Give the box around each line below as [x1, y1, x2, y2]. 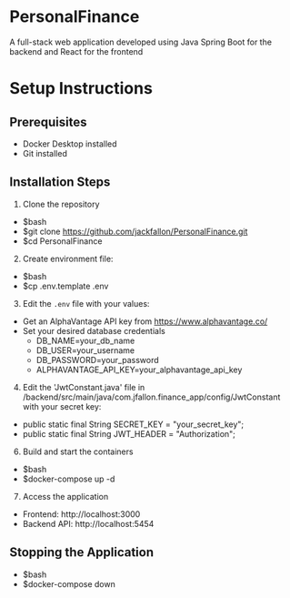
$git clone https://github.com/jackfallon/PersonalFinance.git [22, 226, 248, 237]
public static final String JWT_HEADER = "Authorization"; [22, 428, 236, 439]
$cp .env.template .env [22, 280, 109, 291]
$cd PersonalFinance [22, 235, 103, 247]
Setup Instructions [9, 78, 153, 99]
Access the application [22, 491, 109, 502]
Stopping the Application [9, 544, 155, 561]
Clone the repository [22, 198, 100, 209]
